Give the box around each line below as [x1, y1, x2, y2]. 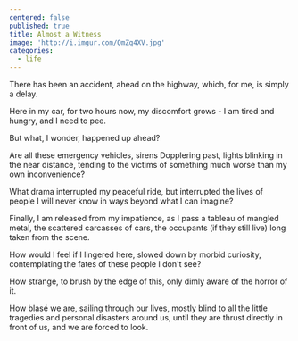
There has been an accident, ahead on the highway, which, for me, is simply [9, 79, 290, 89]
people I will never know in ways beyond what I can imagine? [9, 195, 234, 206]
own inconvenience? [9, 169, 86, 179]
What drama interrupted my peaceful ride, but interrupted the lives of [9, 187, 264, 196]
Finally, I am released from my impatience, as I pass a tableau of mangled [9, 213, 279, 223]
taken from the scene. [9, 232, 91, 242]
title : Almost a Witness [9, 29, 102, 38]
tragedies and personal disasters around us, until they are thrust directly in [9, 312, 283, 322]
